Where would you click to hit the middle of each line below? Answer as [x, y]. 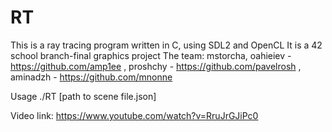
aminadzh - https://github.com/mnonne [91, 77]
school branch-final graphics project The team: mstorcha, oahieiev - [151, 55]
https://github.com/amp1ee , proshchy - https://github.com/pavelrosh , [156, 66]
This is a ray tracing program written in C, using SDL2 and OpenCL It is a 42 [166, 45]
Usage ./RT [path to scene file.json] [83, 96]
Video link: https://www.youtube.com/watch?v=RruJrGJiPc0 [134, 115]
